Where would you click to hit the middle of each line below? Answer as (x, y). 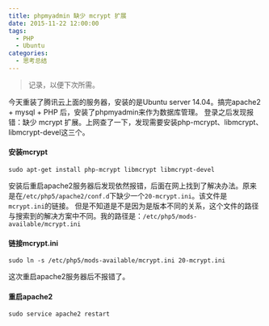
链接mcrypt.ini (34, 243)
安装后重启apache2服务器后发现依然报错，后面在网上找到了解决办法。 (126, 186)
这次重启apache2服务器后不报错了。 (69, 277)
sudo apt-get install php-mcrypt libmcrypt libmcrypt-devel (112, 170)
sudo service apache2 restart (59, 314)
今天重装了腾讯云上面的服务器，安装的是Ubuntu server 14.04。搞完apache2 (134, 102)
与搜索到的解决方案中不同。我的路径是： (76, 216)
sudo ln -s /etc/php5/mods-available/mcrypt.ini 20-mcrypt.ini (117, 261)
